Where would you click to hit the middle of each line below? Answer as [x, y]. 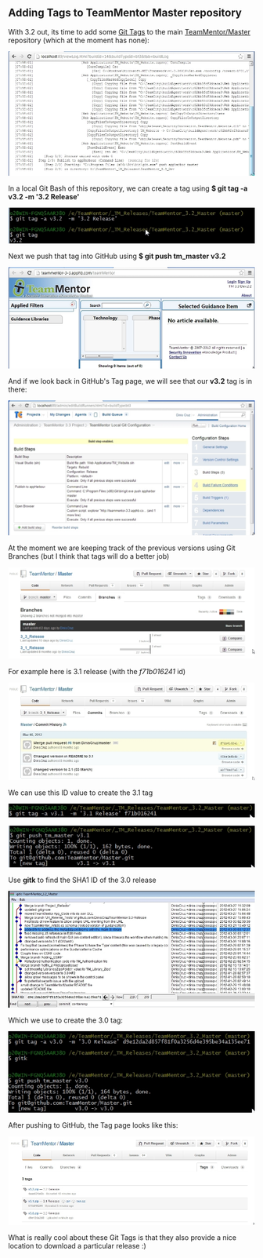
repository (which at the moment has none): [79, 40]
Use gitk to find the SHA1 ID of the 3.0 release [82, 880]
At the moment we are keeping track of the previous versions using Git [122, 548]
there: [18, 389]
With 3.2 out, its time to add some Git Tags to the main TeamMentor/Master [129, 31]
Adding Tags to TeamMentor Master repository [125, 13]
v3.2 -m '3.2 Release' [44, 197]
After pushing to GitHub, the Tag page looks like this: [93, 1125]
